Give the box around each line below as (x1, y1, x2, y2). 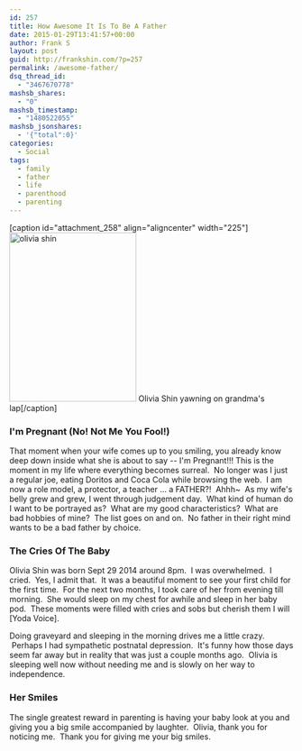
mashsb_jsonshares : (9, 123, 83, 132)
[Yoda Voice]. (9, 613, 60, 624)
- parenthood (17, 189, 67, 198)
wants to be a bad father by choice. (9, 522, 142, 533)
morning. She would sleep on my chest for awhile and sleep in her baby (9, 594, 278, 605)
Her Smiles (9, 691, 59, 704)
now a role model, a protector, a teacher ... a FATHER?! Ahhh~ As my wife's (9, 484, 293, 495)
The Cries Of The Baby (9, 545, 111, 557)
